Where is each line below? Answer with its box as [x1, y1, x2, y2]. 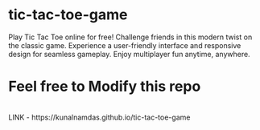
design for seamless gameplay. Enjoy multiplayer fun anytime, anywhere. [8, 49, 251, 59]
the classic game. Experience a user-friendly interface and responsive [8, 40, 241, 50]
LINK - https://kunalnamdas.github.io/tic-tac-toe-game [8, 112, 191, 122]
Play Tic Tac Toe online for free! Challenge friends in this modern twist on [8, 32, 253, 42]
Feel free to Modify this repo [8, 78, 201, 95]
